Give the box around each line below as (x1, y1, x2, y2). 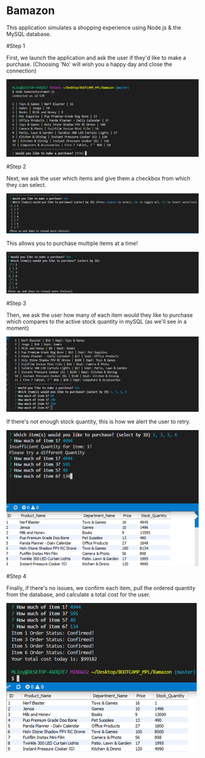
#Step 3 (6, 300, 26, 307)
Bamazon (6, 4, 55, 18)
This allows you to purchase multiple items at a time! (6, 239, 138, 247)
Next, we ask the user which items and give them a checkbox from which (6, 175, 190, 182)
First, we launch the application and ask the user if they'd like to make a (6, 54, 187, 61)
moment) (6, 324, 29, 332)
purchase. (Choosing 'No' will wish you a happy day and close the (6, 60, 173, 68)
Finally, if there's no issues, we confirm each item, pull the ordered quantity (6, 584, 196, 591)
